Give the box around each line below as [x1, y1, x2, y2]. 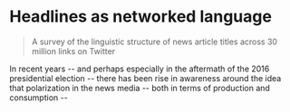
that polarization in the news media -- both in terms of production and [9, 82, 270, 93]
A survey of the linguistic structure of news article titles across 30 [31, 36, 278, 47]
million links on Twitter [31, 45, 116, 56]
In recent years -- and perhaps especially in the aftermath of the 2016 [9, 63, 270, 74]
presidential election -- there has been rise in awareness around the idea [9, 72, 282, 83]
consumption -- [9, 92, 68, 103]
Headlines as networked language [9, 6, 272, 27]
